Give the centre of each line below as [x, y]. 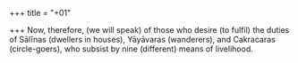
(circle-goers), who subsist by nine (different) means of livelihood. [131, 49]
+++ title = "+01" [40, 13]
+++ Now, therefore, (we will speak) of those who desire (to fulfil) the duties [149, 30]
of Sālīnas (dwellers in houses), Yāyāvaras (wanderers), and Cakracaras [142, 39]
